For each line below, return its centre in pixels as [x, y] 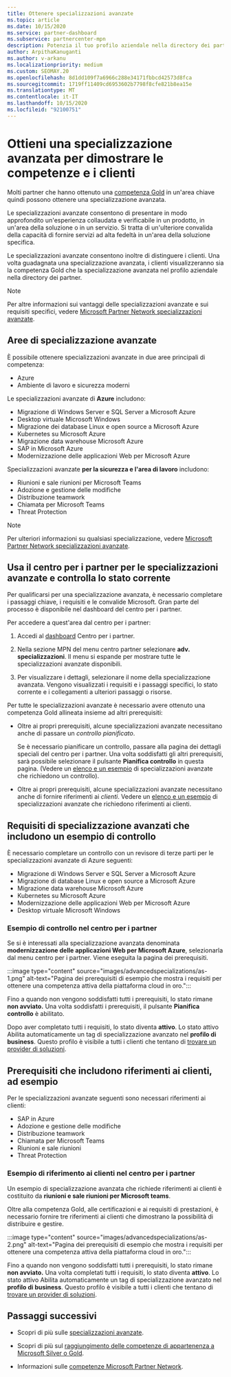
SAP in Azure [36, 1119]
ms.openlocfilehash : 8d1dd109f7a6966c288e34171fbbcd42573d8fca [100, 78]
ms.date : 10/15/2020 [37, 26]
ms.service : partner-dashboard [52, 33]
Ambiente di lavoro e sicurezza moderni [73, 385]
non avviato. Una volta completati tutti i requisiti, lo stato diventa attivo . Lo [113, 1272]
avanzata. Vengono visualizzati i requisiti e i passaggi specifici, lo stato [117, 685]
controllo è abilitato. [36, 1014]
